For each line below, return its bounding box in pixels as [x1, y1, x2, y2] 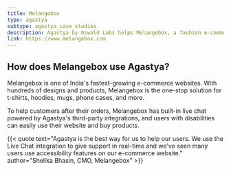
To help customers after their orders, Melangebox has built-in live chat [7, 107, 207, 115]
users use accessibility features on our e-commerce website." [7, 148, 184, 157]
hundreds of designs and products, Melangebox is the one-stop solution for [7, 86, 222, 94]
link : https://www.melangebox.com [7, 36, 107, 42]
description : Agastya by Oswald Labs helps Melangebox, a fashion [7, 29, 201, 36]
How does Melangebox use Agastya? [7, 61, 170, 73]
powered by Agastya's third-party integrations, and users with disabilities [7, 114, 215, 122]
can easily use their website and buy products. [7, 121, 140, 129]
